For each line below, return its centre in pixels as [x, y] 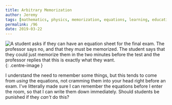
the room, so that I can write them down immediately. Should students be [82, 92]
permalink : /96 [21, 24]
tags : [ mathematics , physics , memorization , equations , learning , [78, 19]
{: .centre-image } [24, 66]
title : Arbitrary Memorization [39, 10]
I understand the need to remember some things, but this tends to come [81, 75]
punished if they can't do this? [37, 97]
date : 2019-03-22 [24, 29]
